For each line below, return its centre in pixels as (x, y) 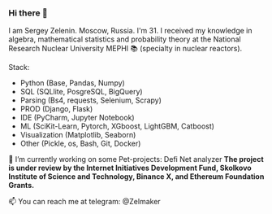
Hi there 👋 (28, 13)
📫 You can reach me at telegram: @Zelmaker (84, 202)
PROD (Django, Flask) (56, 109)
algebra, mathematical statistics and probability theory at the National (125, 39)
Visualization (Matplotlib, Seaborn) (78, 135)
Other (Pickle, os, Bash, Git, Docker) (80, 144)
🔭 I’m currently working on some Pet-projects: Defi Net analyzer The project (136, 159)
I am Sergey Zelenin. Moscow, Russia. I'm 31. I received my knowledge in (130, 31)
